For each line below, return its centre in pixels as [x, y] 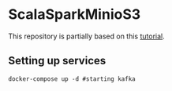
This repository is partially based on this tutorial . [86, 36]
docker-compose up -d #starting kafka [72, 79]
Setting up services [57, 61]
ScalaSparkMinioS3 [75, 15]
